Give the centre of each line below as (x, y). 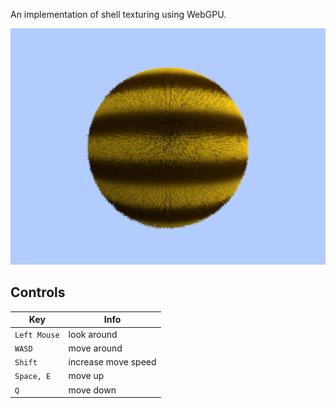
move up (86, 376)
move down (92, 390)
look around (93, 334)
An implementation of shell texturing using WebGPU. (118, 14)
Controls (38, 292)
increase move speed (112, 362)
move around (95, 348)
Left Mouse (37, 335)
